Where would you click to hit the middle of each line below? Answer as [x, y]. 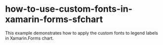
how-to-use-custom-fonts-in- [69, 9]
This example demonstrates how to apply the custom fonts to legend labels [81, 33]
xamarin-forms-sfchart [54, 19]
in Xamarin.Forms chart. [29, 38]
